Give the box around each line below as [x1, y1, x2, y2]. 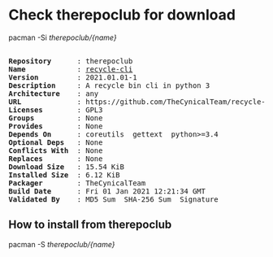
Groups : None [8, 113, 103, 123]
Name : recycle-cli [8, 64, 133, 74]
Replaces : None [8, 154, 103, 163]
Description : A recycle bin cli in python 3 [8, 81, 210, 90]
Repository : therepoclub [8, 56, 133, 66]
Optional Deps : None [8, 137, 103, 147]
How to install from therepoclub [8, 218, 172, 232]
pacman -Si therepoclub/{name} [8, 33, 117, 42]
